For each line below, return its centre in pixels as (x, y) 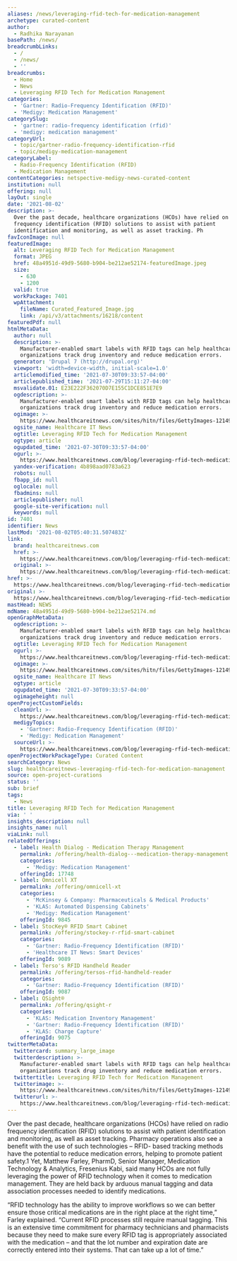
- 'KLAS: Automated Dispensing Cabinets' (88, 907)
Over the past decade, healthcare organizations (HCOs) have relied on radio (118, 1123)
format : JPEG (33, 257)
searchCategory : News (39, 762)
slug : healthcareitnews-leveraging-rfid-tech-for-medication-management (116, 769)
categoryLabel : (30, 159)
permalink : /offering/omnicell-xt (71, 887)
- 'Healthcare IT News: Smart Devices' (84, 952)
